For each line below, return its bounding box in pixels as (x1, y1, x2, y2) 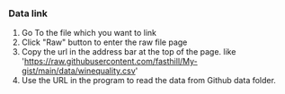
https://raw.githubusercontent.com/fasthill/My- (24, 56, 199, 67)
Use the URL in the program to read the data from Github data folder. (21, 75, 276, 86)
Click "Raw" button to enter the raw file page (21, 37, 188, 47)
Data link (8, 7, 49, 20)
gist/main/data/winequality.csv (21, 65, 136, 76)
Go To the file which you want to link (21, 28, 157, 38)
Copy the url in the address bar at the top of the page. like (21, 47, 236, 57)
